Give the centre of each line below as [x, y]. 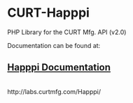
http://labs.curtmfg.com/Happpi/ [54, 91]
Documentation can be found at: [54, 45]
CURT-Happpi [48, 13]
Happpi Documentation [59, 68]
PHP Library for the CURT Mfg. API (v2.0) [67, 32]
